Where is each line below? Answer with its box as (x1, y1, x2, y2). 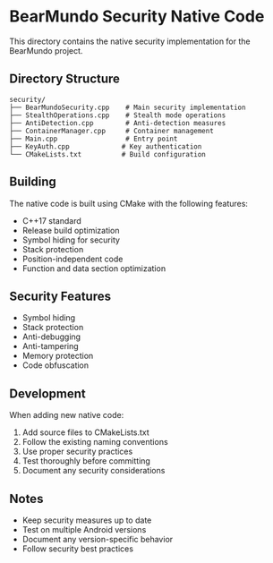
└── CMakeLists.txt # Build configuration (9, 149, 206, 158)
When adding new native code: (9, 410, 124, 421)
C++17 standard (21, 215, 82, 226)
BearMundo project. (9, 45, 83, 55)
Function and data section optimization (21, 262, 166, 274)
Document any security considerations (21, 465, 166, 476)
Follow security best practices (21, 543, 134, 554)
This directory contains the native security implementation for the (9, 36, 251, 47)
